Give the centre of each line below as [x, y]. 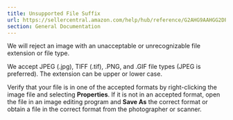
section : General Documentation [54, 26]
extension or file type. [38, 53]
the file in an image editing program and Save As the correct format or [107, 102]
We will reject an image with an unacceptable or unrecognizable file [104, 46]
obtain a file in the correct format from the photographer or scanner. [105, 109]
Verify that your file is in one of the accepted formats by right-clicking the [112, 88]
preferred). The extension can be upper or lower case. [85, 74]
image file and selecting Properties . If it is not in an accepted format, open [114, 94]
